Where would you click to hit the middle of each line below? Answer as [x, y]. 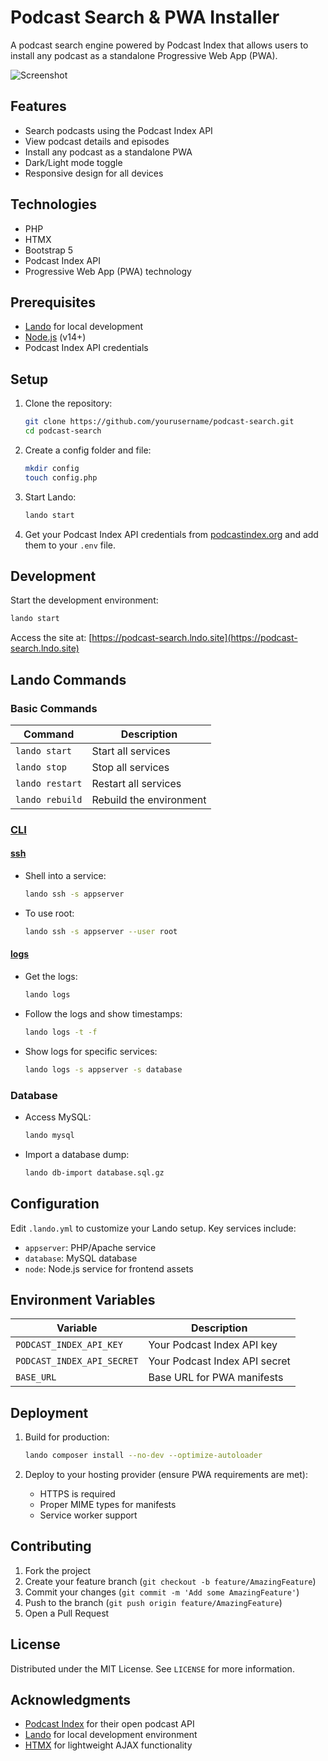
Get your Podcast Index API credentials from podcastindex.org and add [171, 534]
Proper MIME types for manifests [108, 1504]
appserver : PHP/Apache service [90, 1247]
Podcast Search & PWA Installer [145, 17]
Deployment [49, 1412]
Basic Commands [54, 708]
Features [38, 106]
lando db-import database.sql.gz [94, 1172]
